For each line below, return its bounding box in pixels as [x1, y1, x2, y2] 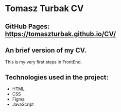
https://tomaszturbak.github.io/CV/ [5, 30, 116, 38]
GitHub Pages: [5, 22, 50, 31]
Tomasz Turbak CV [5, 3, 84, 14]
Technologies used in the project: [5, 73, 109, 81]
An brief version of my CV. [5, 46, 86, 54]
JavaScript [12, 101, 34, 107]
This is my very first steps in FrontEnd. [5, 59, 82, 65]
